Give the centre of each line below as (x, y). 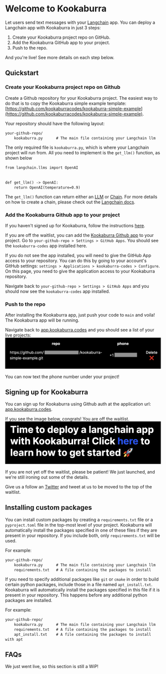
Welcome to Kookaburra (56, 9)
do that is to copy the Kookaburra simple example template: (66, 103)
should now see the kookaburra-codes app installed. (58, 291)
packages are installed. (29, 600)
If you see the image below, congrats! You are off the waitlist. (67, 419)
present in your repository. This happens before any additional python (76, 595)
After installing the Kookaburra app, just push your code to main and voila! (80, 315)
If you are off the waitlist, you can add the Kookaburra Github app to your (80, 235)
